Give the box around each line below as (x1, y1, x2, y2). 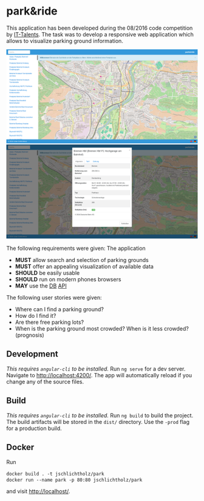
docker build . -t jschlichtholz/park (6, 471, 104, 477)
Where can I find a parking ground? (15, 306, 104, 313)
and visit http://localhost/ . (6, 487, 70, 495)
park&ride (6, 4, 58, 18)
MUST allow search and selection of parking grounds (15, 257, 149, 264)
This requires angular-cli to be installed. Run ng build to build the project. (6, 411, 194, 419)
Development (6, 349, 59, 359)
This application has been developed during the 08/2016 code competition (6, 24, 193, 32)
